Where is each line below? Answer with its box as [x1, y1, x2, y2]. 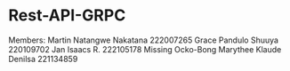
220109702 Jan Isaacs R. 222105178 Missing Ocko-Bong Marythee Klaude [8, 43, 282, 54]
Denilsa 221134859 [8, 53, 78, 64]
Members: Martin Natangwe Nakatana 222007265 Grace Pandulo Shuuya [8, 35, 279, 45]
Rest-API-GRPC [8, 5, 126, 26]
